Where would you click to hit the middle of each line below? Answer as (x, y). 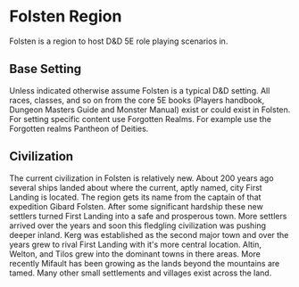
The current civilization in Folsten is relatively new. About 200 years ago (141, 178)
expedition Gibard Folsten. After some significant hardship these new (136, 206)
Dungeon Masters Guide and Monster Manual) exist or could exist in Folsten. (150, 110)
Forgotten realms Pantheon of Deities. (79, 128)
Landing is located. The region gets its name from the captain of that (135, 197)
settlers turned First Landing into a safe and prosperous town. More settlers (148, 216)
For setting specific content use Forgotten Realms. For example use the (141, 119)
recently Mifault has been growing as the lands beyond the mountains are (145, 263)
